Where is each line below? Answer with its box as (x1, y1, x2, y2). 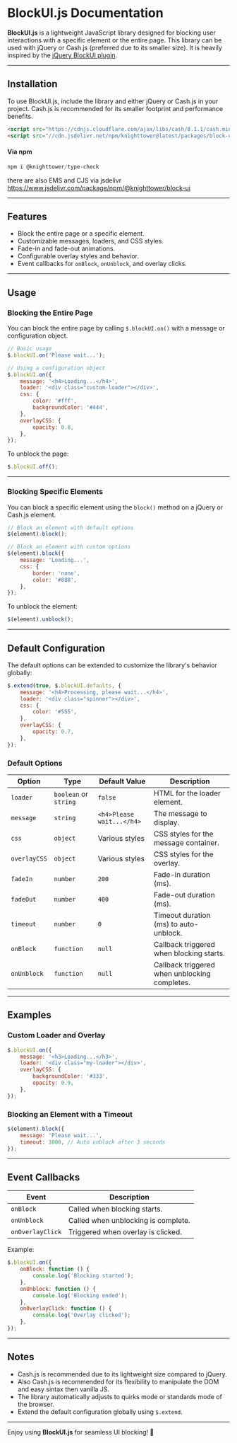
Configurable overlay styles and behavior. (17, 252, 139, 260)
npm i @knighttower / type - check (7, 163, 99, 171)
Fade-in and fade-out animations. (17, 244, 115, 253)
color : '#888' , (32, 576, 78, 583)
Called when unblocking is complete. (68, 1216, 190, 1226)
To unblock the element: (7, 602, 78, 611)
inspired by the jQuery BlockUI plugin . (7, 51, 118, 59)
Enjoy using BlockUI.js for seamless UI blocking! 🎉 (7, 1427, 154, 1436)
